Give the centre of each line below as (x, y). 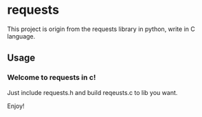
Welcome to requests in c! (52, 78)
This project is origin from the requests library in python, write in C (101, 29)
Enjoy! (16, 106)
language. (21, 36)
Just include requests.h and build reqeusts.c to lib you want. (92, 92)
